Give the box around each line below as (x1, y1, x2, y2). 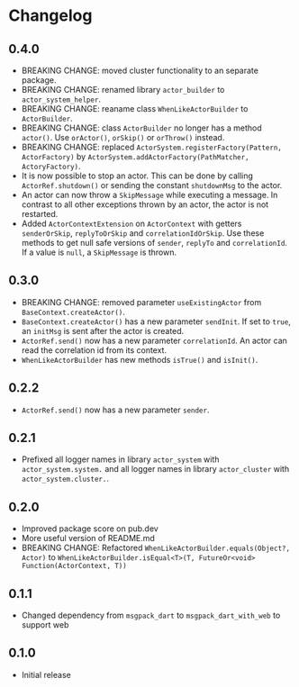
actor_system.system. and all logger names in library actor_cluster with (21, 464, 290, 475)
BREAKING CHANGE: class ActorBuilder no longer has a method (21, 122, 262, 133)
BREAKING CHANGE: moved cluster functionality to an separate (21, 65, 258, 76)
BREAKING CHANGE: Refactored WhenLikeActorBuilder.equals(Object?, (21, 542, 290, 554)
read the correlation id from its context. (21, 344, 168, 356)
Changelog (8, 5, 93, 26)
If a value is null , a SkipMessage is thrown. (21, 247, 177, 258)
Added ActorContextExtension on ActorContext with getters (21, 218, 242, 229)
